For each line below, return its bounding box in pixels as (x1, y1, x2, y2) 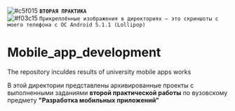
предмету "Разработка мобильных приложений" (7, 96, 160, 104)
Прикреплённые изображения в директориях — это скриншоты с (39, 15, 219, 22)
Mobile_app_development (7, 45, 161, 61)
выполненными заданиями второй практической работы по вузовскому (7, 88, 228, 97)
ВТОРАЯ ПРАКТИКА (39, 8, 87, 15)
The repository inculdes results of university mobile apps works (7, 67, 192, 76)
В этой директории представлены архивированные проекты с (7, 81, 194, 89)
